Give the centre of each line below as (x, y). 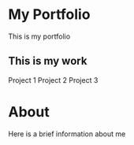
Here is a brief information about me (67, 134)
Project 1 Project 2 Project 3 (53, 80)
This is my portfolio (39, 36)
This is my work (48, 61)
